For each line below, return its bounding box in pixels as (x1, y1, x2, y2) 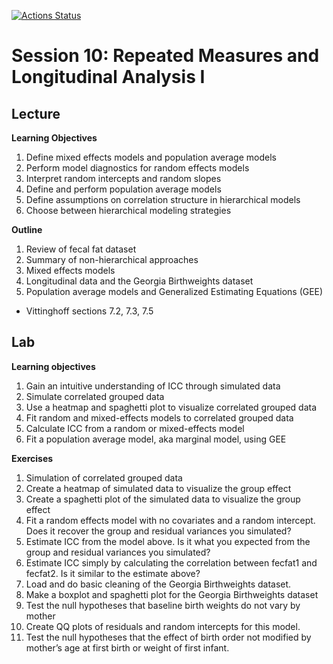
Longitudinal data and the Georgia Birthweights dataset (25, 275, 254, 287)
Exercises (11, 452, 54, 464)
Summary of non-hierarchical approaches (25, 254, 199, 265)
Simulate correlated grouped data (25, 390, 165, 402)
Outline (11, 224, 43, 235)
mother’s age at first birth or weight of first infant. (25, 641, 230, 654)
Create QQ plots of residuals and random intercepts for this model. (25, 620, 301, 632)
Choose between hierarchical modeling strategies (25, 205, 232, 216)
